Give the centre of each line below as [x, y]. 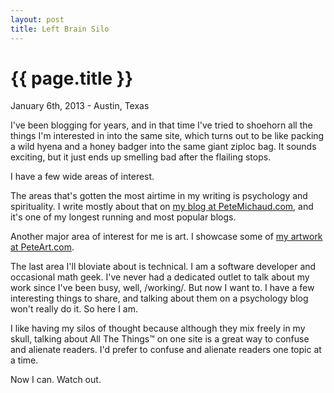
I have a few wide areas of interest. [82, 177]
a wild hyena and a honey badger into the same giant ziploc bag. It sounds [163, 147]
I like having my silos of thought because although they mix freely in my [158, 328]
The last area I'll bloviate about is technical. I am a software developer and [163, 267]
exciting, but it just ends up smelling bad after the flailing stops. [141, 157]
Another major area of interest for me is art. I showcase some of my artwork [166, 237]
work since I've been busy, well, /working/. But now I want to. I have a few [162, 288]
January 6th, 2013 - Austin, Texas [80, 106]
